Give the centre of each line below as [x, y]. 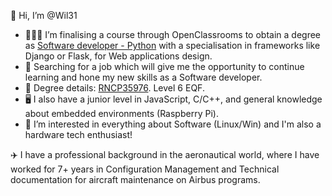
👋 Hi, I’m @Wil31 [44, 15]
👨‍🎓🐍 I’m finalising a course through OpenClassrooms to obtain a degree [172, 34]
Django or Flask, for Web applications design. [118, 56]
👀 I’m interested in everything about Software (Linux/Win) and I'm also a [173, 124]
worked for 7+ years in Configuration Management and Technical [145, 169]
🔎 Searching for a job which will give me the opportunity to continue [164, 66]
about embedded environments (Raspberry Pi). [121, 113]
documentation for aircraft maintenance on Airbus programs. [135, 179]
